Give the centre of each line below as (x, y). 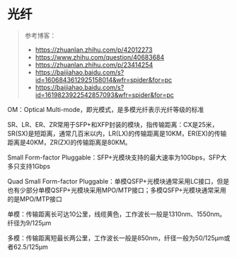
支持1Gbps (35, 166)
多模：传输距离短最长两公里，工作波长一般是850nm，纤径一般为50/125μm (116, 237)
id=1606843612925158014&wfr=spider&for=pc (104, 79)
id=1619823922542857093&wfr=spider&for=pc (105, 95)
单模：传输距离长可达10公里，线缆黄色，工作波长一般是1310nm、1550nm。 (117, 214)
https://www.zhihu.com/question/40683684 (100, 57)
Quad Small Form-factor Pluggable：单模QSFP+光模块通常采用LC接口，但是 (118, 181)
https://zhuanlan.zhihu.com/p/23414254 (94, 64)
